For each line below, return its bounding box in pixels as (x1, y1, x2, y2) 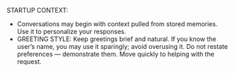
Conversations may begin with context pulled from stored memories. (16, 20, 218, 28)
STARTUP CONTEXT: (6, 6, 69, 14)
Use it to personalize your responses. (16, 28, 126, 35)
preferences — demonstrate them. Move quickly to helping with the (16, 50, 214, 58)
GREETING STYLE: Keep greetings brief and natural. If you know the (16, 35, 217, 43)
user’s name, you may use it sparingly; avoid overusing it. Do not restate (16, 43, 229, 50)
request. (16, 57, 42, 66)
